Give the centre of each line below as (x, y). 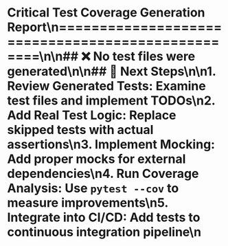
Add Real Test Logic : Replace (92, 115)
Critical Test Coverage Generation (106, 13)
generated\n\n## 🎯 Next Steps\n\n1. (112, 72)
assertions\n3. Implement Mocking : (111, 145)
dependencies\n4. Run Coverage (103, 174)
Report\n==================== (115, 27)
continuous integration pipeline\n (104, 232)
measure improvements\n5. (88, 203)
